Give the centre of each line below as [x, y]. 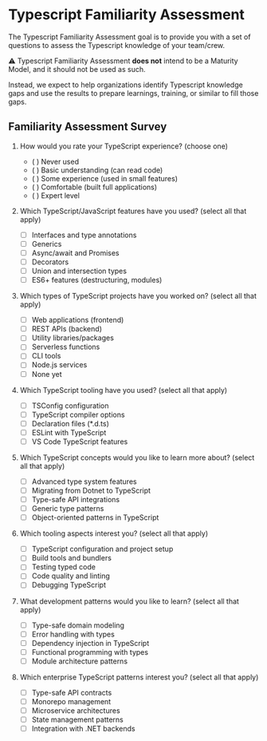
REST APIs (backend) [67, 329]
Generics [47, 244]
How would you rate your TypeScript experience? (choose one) [124, 146]
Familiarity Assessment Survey [88, 127]
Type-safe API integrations [76, 499]
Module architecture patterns [80, 661]
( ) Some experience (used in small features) [104, 178]
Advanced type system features [84, 481]
